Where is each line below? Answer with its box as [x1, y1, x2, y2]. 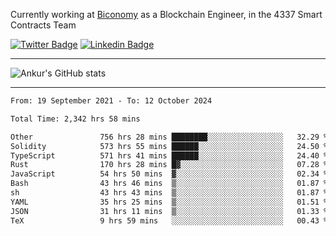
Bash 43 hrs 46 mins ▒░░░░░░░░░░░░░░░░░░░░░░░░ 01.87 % [10, 179, 329, 189]
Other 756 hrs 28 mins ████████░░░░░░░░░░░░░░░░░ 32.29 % [10, 132, 329, 142]
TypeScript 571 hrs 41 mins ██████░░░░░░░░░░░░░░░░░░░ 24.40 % [10, 150, 329, 161]
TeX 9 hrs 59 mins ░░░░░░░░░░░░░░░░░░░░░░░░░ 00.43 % [10, 215, 329, 226]
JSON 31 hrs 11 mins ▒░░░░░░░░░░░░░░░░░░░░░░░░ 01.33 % [10, 206, 329, 216]
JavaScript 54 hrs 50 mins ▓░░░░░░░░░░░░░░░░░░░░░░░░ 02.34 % [10, 169, 329, 179]
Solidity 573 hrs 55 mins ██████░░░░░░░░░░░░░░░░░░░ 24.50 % [10, 141, 329, 151]
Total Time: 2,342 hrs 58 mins [10, 114, 141, 124]
